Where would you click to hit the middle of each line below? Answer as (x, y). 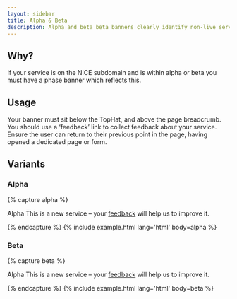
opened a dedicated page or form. (57, 142)
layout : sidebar (31, 14)
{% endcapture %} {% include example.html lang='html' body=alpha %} (112, 227)
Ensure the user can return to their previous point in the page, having (108, 134)
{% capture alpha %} (38, 199)
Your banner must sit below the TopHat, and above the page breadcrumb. (114, 119)
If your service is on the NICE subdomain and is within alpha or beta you (112, 73)
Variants (26, 164)
